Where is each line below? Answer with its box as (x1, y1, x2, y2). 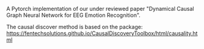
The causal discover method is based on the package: (6, 24, 143, 30)
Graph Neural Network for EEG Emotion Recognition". (6, 11, 140, 19)
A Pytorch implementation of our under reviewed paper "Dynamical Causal (6, 5, 194, 12)
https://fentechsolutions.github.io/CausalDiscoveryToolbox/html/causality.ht (6, 30, 198, 37)
